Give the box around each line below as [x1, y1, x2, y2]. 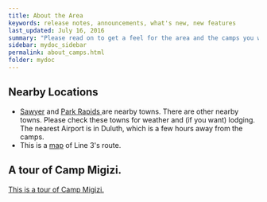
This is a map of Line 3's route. [19, 140, 122, 150]
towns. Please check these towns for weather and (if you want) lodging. [19, 115, 256, 124]
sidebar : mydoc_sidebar [8, 41, 87, 49]
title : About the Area [8, 11, 83, 20]
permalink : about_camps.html [8, 49, 105, 56]
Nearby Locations [8, 85, 99, 99]
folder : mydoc [8, 56, 56, 64]
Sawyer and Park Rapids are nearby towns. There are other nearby [19, 107, 239, 116]
